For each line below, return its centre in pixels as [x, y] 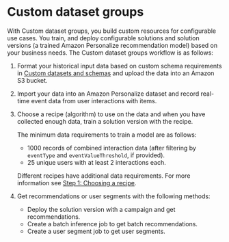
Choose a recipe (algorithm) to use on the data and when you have [111, 114]
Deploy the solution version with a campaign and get [101, 209]
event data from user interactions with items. [94, 100]
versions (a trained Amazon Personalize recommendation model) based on [112, 45]
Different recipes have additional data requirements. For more [104, 176]
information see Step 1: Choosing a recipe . [77, 183]
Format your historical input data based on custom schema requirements [119, 66]
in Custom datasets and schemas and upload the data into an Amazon [116, 73]
